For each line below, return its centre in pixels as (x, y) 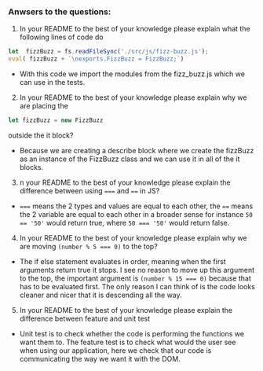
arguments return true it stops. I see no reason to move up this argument (137, 270)
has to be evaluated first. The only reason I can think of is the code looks (137, 286)
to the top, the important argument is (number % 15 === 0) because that (135, 278)
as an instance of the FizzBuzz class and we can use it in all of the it (130, 159)
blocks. (31, 167)
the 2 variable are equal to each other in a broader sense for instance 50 (136, 214)
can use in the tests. (52, 83)
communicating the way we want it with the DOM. (100, 358)
